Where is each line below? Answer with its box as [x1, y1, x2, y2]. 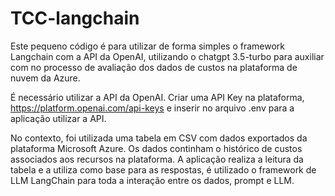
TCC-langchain [10, 7, 140, 30]
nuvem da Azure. [10, 72, 81, 84]
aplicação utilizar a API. [10, 112, 107, 124]
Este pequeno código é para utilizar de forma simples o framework [10, 40, 286, 52]
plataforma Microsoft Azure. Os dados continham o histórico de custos [10, 142, 303, 154]
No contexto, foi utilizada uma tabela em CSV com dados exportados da [10, 132, 308, 144]
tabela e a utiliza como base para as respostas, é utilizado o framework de [10, 163, 317, 176]
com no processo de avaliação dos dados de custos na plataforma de [10, 61, 298, 73]
